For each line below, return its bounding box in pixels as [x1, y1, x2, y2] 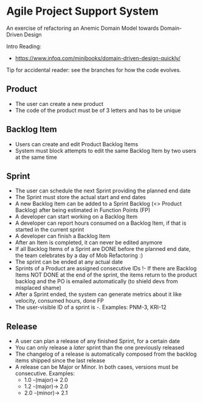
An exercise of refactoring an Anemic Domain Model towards [6, 24, 159, 32]
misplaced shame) [15, 284, 62, 292]
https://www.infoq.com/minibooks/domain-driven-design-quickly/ [15, 54, 181, 62]
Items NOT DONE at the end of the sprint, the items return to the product [15, 271, 198, 278]
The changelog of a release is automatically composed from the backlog [15, 350, 197, 358]
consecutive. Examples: [15, 370, 75, 377]
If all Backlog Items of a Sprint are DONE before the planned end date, [15, 245, 191, 253]
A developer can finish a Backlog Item [15, 233, 111, 240]
